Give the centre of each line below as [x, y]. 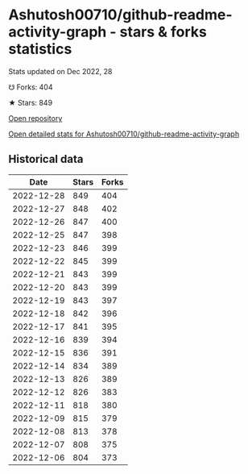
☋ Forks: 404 [31, 87]
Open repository [35, 118]
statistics [40, 49]
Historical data [46, 159]
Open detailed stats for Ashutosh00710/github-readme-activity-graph [124, 134]
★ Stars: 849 [31, 102]
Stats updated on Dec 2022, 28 [60, 71]
